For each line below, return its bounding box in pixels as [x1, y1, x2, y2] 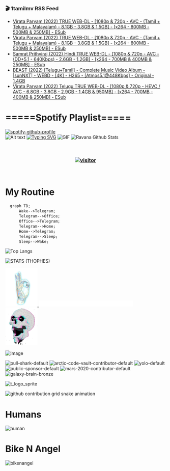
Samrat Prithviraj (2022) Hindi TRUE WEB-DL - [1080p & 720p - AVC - [12, 51, 159, 57]
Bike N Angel [5, 443, 61, 455]
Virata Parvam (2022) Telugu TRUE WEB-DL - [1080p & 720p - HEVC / [12, 84, 160, 90]
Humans [5, 408, 42, 420]
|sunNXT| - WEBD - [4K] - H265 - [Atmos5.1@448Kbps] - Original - [12, 72, 154, 78]
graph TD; [10, 204, 31, 209]
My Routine [5, 186, 55, 198]
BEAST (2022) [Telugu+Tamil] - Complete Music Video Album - [12, 67, 146, 73]
